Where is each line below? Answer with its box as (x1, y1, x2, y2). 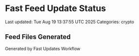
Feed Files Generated (5, 33, 71, 41)
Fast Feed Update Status (5, 3, 106, 14)
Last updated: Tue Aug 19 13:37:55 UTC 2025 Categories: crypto (5, 19, 135, 25)
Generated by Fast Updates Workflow (5, 45, 81, 51)
